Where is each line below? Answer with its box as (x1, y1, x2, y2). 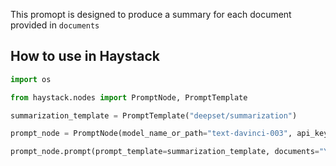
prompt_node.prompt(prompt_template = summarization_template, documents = (10, 147, 320, 157)
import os (10, 74, 52, 84)
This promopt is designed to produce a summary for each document (10, 9, 292, 20)
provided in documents (10, 19, 100, 31)
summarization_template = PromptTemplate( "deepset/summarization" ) (10, 110, 298, 121)
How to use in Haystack (10, 48, 160, 65)
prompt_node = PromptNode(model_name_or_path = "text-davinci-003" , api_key (10, 129, 329, 139)
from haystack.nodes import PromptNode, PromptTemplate (10, 92, 248, 103)
